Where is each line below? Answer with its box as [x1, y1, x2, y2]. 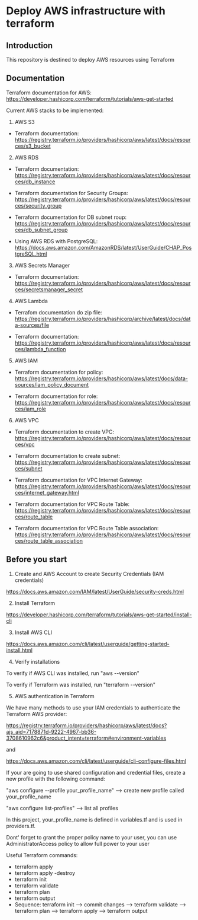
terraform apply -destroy [14, 869, 76, 876]
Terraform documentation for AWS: [6, 89, 92, 96]
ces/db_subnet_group [14, 226, 68, 233]
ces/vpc [14, 441, 35, 448]
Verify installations [14, 658, 60, 665]
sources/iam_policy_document [14, 381, 89, 388]
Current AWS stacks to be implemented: [6, 107, 104, 114]
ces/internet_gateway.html [14, 489, 80, 496]
